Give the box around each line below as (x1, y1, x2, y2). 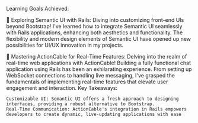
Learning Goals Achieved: (6, 5, 69, 12)
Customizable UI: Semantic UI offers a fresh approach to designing (6, 96, 179, 102)
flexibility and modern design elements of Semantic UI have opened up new (6, 35, 191, 42)
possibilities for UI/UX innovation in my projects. (6, 41, 124, 48)
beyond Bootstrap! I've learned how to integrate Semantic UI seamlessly (6, 23, 183, 30)
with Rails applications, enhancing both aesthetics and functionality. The (6, 29, 183, 36)
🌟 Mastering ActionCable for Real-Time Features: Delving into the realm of (6, 53, 187, 60)
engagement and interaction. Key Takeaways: (6, 85, 117, 91)
